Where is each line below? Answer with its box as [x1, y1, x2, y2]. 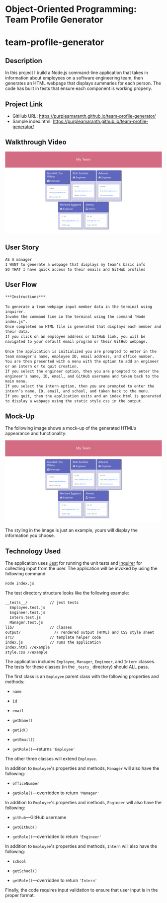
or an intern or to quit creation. [5, 364, 79, 369]
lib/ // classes [5, 625, 72, 630]
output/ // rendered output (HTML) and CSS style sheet [5, 630, 155, 635]
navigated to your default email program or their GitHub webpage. [5, 339, 148, 344]
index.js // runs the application [5, 640, 101, 645]
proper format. [5, 893, 35, 899]
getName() [12, 718, 33, 723]
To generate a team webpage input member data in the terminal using [5, 304, 153, 309]
